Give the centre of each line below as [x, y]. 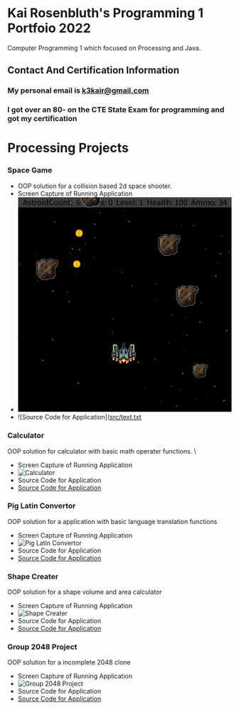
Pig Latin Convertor [42, 506]
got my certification [42, 119]
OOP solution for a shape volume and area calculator [85, 592]
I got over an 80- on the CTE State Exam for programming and [116, 110]
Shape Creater [33, 576]
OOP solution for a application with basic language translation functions [112, 521]
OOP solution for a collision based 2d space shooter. [95, 186]
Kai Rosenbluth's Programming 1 [106, 13]
